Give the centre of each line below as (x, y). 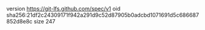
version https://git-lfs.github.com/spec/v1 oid (64, 9)
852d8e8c (19, 21)
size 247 (44, 21)
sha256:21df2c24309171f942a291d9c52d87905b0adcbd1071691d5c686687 (103, 15)
